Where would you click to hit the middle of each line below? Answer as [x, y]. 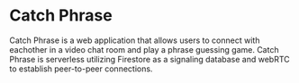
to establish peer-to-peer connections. [81, 69]
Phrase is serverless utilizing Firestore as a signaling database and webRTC [149, 59]
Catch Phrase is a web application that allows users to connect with [135, 40]
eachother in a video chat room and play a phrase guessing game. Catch [144, 49]
